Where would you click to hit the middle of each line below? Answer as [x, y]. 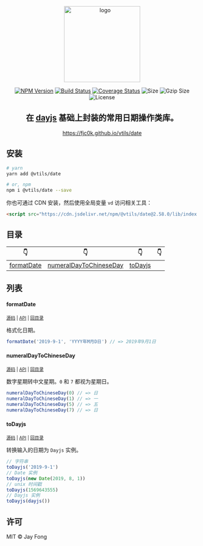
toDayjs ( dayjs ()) [28, 501]
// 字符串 [17, 462]
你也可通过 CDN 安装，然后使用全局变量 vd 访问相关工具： [79, 203]
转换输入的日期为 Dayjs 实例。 [44, 450]
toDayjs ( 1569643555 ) [33, 490]
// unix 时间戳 [24, 484]
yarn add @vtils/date [34, 173]
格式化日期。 [22, 330]
